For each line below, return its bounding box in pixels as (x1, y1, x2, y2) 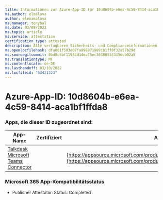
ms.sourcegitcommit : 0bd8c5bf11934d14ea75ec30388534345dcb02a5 (5, 52, 136, 57)
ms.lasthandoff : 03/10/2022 (5, 66, 62, 71)
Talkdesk (7, 146, 28, 152)
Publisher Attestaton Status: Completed (12, 189, 91, 195)
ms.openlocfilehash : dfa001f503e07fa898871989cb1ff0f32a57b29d (5, 48, 136, 52)
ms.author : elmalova (5, 12, 47, 17)
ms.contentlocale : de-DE (5, 61, 55, 66)
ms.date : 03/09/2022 (5, 25, 47, 30)
